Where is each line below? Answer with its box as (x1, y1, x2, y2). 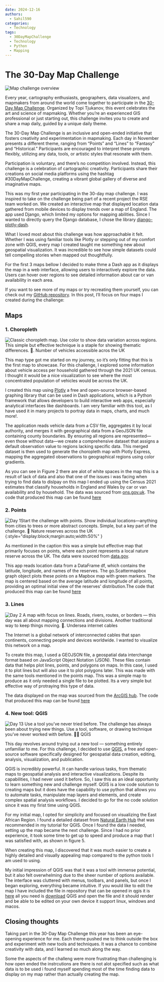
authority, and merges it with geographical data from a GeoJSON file (5, 428, 143, 434)
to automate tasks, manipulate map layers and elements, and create (5, 792, 142, 798)
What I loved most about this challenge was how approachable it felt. (5, 231, 144, 237)
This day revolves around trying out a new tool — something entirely (5, 741, 143, 747)
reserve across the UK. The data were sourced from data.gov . (5, 553, 130, 559)
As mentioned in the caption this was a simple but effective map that (5, 543, 143, 549)
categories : (5, 21, 29, 26)
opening (5, 936, 22, 941)
